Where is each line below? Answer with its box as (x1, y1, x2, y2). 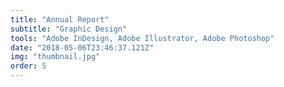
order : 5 (10, 61, 47, 71)
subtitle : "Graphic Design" (10, 24, 128, 34)
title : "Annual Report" (10, 14, 110, 25)
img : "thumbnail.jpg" (10, 52, 101, 62)
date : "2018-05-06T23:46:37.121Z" (10, 42, 155, 53)
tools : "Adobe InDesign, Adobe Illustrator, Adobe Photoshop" (10, 33, 275, 43)
